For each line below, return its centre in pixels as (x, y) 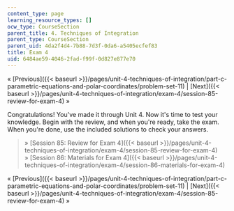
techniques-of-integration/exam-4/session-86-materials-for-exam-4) (125, 165)
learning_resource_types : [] (50, 20)
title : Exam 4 (28, 53)
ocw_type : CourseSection (43, 26)
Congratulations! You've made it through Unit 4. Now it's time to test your (112, 114)
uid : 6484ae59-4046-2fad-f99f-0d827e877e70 (72, 59)
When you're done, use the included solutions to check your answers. (108, 129)
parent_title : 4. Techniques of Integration (73, 33)
